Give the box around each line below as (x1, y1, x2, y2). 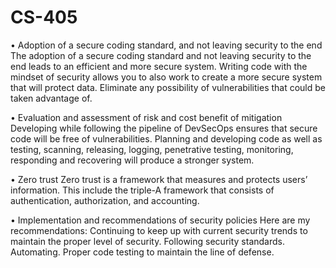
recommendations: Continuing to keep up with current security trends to (10, 224, 308, 236)
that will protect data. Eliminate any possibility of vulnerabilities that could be (10, 81, 327, 93)
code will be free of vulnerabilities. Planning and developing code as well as (10, 132, 323, 145)
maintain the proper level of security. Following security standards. (10, 235, 285, 247)
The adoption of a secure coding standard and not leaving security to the (10, 49, 312, 61)
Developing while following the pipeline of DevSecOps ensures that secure (10, 122, 318, 134)
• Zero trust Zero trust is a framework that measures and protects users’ (10, 173, 308, 185)
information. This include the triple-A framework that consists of (10, 184, 275, 196)
